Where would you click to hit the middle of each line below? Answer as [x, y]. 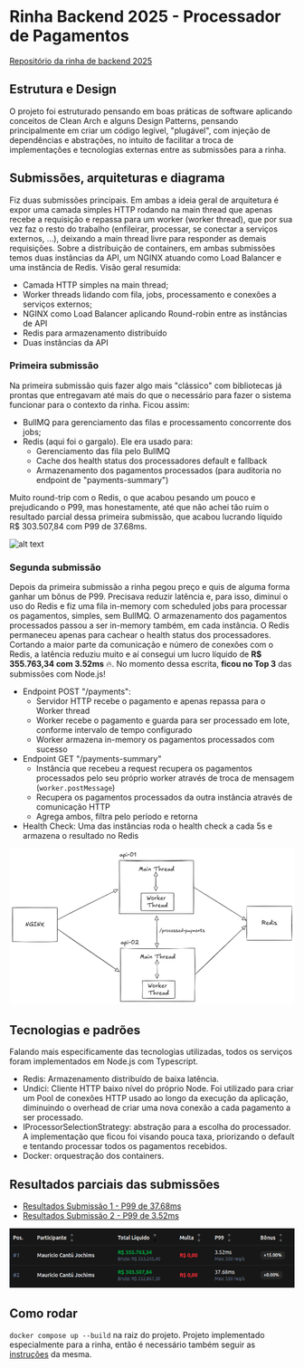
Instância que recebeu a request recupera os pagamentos [144, 769]
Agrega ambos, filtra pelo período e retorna [117, 817]
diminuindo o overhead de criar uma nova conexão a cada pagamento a [157, 1108]
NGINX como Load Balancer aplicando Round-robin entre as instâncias [155, 313]
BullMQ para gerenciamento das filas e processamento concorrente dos [157, 422]
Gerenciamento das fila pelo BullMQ [103, 451]
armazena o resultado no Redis [81, 836]
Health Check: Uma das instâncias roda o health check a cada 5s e [147, 826]
